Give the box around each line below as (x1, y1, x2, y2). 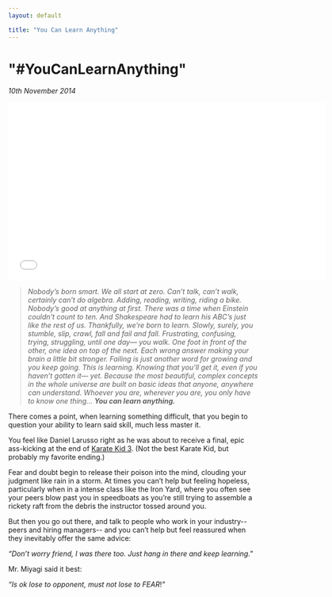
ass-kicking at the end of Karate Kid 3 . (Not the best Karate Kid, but (8, 444, 229, 453)
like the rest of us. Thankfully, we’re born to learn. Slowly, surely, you (27, 320, 254, 330)
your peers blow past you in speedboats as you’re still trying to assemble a (8, 493, 253, 503)
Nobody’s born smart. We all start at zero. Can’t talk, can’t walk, (27, 287, 239, 297)
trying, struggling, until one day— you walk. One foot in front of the (27, 338, 247, 347)
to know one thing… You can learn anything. (27, 396, 176, 406)
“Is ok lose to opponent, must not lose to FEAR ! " (8, 580, 166, 589)
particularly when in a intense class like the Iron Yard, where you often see (8, 484, 251, 494)
